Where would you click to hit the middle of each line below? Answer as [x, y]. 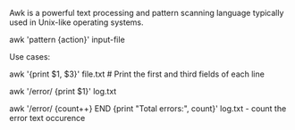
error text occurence [47, 118]
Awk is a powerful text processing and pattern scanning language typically [147, 13]
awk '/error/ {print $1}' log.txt [63, 91]
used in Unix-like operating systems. [77, 22]
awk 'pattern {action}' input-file [67, 40]
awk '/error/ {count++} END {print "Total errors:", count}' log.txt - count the [148, 109]
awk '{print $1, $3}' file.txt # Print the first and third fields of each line [137, 74]
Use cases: [30, 57]
